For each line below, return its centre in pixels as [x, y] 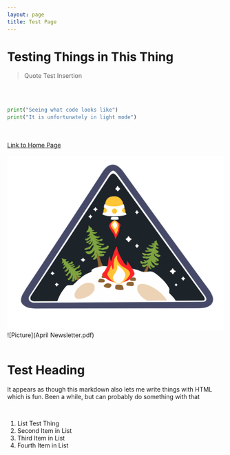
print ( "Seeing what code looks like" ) [63, 110]
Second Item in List [44, 431]
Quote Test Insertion [53, 76]
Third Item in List [41, 438]
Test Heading [46, 371]
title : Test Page [32, 22]
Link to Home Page [34, 145]
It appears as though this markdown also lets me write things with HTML [110, 390]
